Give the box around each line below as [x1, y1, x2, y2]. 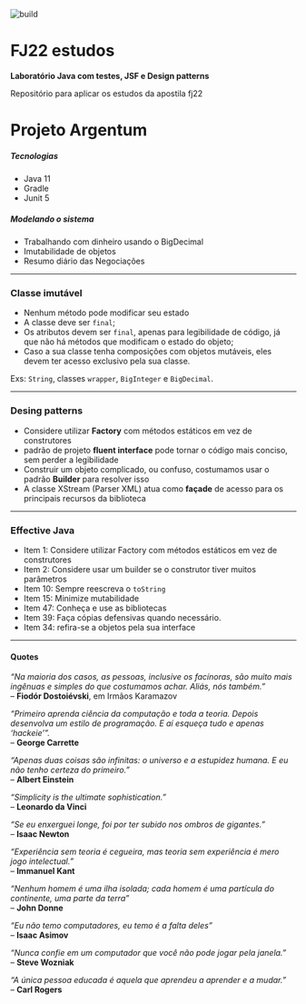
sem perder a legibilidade [23, 454, 119, 465]
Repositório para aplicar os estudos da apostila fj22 [10, 87, 203, 99]
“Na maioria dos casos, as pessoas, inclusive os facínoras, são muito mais [10, 671, 293, 682]
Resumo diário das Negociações [23, 255, 145, 267]
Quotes [10, 651, 39, 662]
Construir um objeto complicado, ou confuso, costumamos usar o [23, 463, 270, 474]
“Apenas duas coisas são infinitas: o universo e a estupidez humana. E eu [10, 755, 289, 766]
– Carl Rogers [10, 984, 63, 995]
